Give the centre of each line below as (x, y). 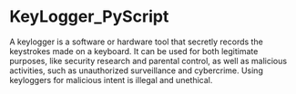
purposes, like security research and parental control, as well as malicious (148, 61)
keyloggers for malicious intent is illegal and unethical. (111, 80)
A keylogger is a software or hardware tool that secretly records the (137, 42)
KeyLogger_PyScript (89, 17)
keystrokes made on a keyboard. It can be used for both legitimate (134, 51)
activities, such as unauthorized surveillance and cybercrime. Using (137, 70)
